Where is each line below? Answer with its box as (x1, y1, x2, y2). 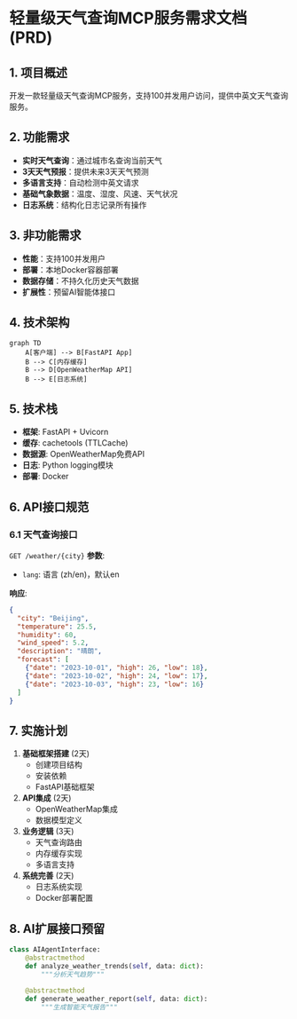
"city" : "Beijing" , (17, 613, 90, 622)
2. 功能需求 (9, 130, 70, 145)
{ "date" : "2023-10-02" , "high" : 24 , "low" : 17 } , (25, 671, 208, 680)
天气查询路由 (35, 837, 82, 848)
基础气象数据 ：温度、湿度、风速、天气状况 (21, 188, 178, 199)
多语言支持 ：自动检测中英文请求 (21, 177, 139, 187)
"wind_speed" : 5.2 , (17, 638, 90, 648)
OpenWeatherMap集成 (35, 804, 118, 815)
